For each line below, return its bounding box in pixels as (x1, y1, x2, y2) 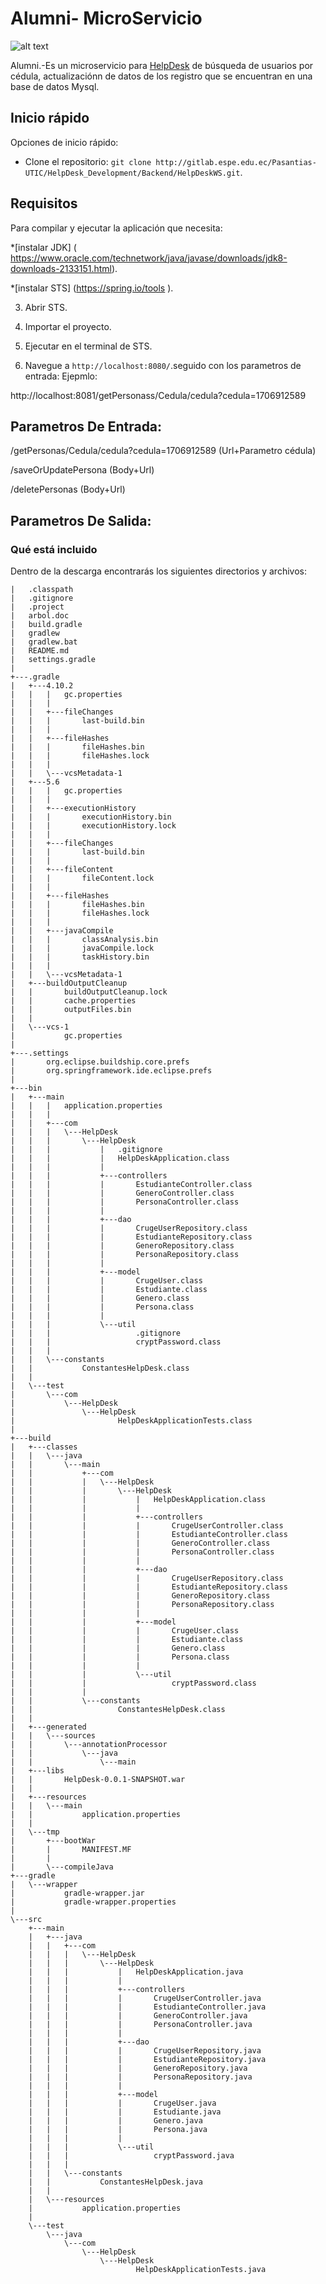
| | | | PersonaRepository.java (28, 2072, 253, 2082)
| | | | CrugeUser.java (28, 2098, 217, 2109)
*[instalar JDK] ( (10, 241, 77, 253)
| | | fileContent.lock (10, 873, 155, 884)
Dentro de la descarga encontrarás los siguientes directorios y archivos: (10, 565, 307, 577)
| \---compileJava (10, 1862, 114, 1872)
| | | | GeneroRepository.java (28, 2063, 248, 2074)
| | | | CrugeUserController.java (28, 1993, 262, 2004)
